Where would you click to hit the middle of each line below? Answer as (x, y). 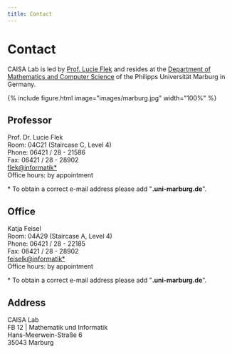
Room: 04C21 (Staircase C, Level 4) (59, 145)
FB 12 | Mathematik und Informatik (58, 327)
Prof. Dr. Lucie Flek (35, 137)
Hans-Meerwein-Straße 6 (45, 335)
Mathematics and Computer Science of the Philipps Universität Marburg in (116, 76)
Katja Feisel (24, 229)
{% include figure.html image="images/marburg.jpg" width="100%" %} (112, 98)
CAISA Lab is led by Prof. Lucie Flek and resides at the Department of (109, 69)
